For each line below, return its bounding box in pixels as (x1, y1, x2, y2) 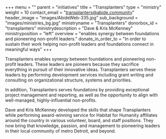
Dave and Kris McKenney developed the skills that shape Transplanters (5, 107, 151, 113)
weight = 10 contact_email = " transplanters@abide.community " (5, 9, 135, 15)
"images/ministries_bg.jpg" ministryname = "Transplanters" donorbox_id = (5, 20, 158, 26)
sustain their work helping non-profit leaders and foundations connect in (5, 41, 154, 47)
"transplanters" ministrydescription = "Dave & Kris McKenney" (5, 25, 133, 31)
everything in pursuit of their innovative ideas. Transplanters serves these (5, 67, 156, 72)
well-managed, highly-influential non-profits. (5, 97, 97, 103)
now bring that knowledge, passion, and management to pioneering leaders (5, 123, 161, 129)
